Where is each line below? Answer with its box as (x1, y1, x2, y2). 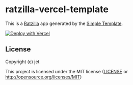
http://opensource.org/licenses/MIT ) (5, 74, 82, 80)
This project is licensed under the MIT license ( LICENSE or (5, 68, 128, 74)
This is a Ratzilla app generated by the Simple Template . (5, 20, 123, 26)
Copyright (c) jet (5, 59, 40, 65)
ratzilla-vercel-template (5, 4, 109, 15)
